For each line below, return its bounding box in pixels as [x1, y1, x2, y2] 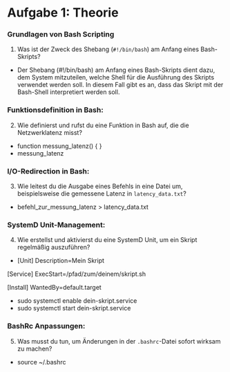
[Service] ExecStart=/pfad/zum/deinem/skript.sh [7, 270, 146, 278]
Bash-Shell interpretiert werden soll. [17, 88, 120, 96]
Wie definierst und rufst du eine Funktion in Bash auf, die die [17, 121, 189, 129]
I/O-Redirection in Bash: [7, 166, 90, 176]
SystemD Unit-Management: [7, 220, 106, 230]
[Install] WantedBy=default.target [7, 283, 102, 292]
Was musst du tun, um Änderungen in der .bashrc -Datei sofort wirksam [17, 337, 221, 345]
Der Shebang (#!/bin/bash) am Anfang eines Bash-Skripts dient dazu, [17, 66, 215, 74]
